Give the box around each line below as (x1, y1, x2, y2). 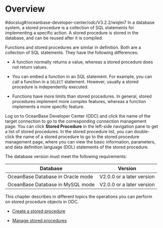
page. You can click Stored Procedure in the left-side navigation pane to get (5, 123, 158, 129)
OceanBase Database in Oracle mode (7, 173, 93, 180)
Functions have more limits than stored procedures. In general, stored (12, 93, 152, 99)
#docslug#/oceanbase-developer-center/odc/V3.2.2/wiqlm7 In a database (5, 19, 155, 25)
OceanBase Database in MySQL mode (7, 181, 95, 188)
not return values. (12, 64, 48, 70)
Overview (5, 3, 45, 15)
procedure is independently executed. (12, 84, 89, 89)
